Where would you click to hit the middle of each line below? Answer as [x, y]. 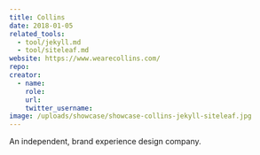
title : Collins [37, 17]
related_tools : [37, 34]
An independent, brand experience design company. [105, 142]
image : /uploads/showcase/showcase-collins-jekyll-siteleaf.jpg [130, 116]
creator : [25, 75]
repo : [19, 67]
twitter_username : [59, 108]
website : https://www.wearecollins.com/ [85, 58]
